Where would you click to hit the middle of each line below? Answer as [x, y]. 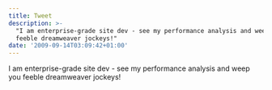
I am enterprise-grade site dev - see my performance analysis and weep [130, 68]
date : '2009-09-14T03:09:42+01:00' [68, 46]
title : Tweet [30, 16]
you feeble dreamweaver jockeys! [65, 77]
